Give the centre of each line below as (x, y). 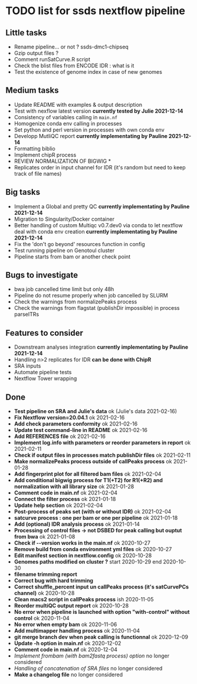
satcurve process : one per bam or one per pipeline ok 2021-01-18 (96, 518)
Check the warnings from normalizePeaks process (75, 302)
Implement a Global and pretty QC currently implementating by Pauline (102, 206)
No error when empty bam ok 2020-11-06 (65, 624)
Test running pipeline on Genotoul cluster (64, 250)
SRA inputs (27, 366)
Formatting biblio (35, 148)
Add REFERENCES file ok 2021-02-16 (60, 436)
